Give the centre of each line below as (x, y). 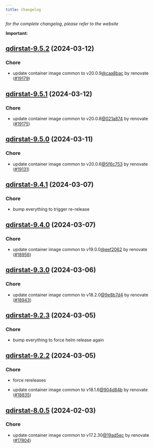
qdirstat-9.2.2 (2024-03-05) (51, 355)
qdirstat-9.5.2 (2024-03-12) (50, 49)
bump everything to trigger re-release (51, 209)
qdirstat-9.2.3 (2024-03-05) (51, 316)
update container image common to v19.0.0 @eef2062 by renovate (80, 250)
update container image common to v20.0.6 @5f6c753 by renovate (80, 164)
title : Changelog (23, 10)
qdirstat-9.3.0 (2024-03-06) (51, 270)
